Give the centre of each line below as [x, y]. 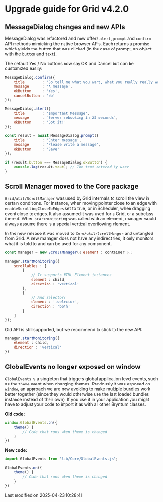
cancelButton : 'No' [34, 96]
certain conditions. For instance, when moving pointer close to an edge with [81, 203]
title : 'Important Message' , [52, 113]
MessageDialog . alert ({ [28, 109]
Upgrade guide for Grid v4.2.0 [67, 9]
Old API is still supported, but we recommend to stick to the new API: [74, 329]
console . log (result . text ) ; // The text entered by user [72, 167]
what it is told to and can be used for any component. [58, 244]
